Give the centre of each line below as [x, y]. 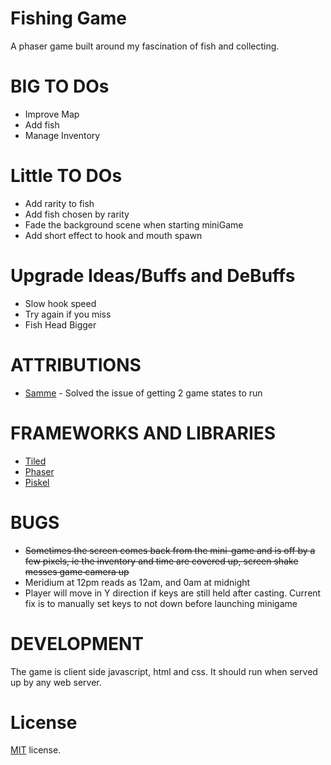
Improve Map [52, 114]
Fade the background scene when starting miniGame [134, 224]
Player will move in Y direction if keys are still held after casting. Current [173, 593]
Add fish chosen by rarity [77, 214]
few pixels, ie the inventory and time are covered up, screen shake [161, 561]
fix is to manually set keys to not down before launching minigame [161, 603]
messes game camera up [77, 571]
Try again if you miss [68, 314]
